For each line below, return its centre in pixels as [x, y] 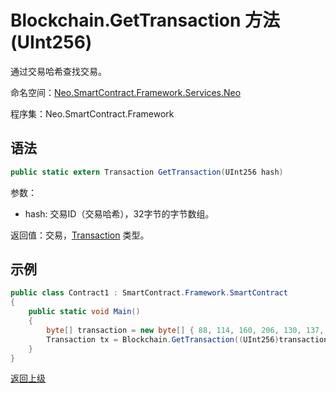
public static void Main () [84, 312]
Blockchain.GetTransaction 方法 [145, 20]
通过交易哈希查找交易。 [58, 71]
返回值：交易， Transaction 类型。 [80, 235]
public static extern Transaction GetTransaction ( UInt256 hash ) [147, 172]
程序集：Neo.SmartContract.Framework [92, 113]
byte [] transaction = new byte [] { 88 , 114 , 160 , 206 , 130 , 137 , [185, 330]
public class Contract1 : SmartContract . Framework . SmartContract [149, 293]
